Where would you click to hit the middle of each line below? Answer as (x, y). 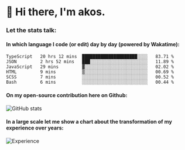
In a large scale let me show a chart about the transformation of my (89, 122)
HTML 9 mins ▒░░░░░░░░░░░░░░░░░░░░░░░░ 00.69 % (90, 72)
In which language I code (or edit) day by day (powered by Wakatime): (93, 44)
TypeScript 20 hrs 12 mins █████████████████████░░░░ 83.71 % (90, 57)
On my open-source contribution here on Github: (67, 95)
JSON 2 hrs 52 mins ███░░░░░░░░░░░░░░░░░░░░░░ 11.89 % (90, 62)
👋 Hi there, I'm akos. (56, 12)
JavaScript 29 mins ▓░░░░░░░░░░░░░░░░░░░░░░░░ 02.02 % (90, 67)
